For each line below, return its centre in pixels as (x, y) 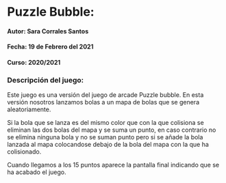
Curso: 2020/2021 (34, 62)
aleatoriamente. (29, 109)
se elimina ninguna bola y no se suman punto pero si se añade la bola (105, 137)
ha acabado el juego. (37, 172)
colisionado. (24, 152)
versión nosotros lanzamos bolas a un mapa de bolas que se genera (103, 102)
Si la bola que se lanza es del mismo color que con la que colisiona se (105, 123)
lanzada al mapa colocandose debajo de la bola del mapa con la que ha (108, 145)
